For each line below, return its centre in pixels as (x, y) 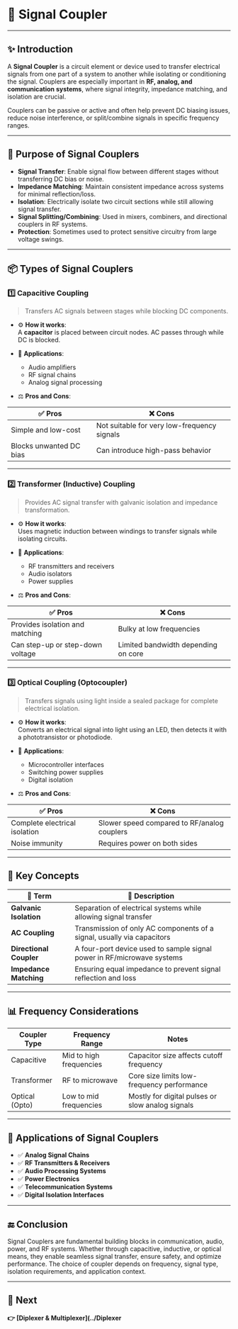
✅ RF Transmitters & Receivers (64, 1163)
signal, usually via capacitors (123, 937)
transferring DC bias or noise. (61, 179)
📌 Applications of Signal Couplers (83, 1138)
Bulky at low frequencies (159, 629)
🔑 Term (39, 896)
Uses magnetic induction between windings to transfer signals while (117, 531)
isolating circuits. (42, 539)
